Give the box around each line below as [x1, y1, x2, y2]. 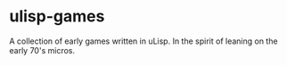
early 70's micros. [9, 45, 76, 55]
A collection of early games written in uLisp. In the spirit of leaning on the [9, 36, 278, 46]
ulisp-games [9, 6, 105, 27]
